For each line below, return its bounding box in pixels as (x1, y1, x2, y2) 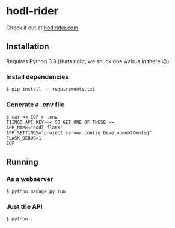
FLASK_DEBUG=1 (6, 135, 42, 141)
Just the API (6, 202, 43, 211)
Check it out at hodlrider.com (6, 24, 79, 31)
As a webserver (6, 174, 53, 183)
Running (6, 156, 39, 167)
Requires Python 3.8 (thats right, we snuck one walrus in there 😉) (6, 57, 170, 64)
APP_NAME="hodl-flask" (6, 125, 63, 131)
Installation (6, 42, 49, 52)
